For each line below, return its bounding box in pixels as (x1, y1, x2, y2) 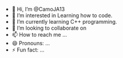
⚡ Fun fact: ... (11, 46, 45, 53)
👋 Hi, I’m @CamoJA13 (11, 6, 65, 12)
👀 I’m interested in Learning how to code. (11, 12, 113, 19)
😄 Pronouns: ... (11, 40, 51, 47)
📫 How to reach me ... (11, 31, 67, 38)
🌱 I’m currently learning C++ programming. (11, 18, 118, 25)
